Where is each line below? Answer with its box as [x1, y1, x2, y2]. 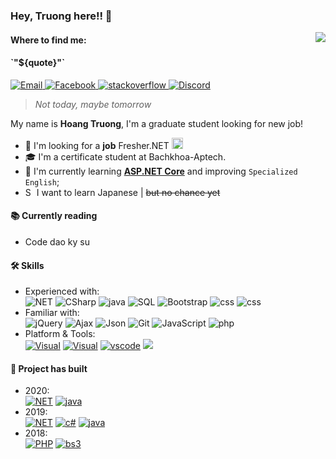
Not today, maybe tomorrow [34, 98, 152, 110]
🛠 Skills [10, 259, 45, 271]
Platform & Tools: [24, 328, 96, 340]
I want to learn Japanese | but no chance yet [36, 186, 221, 198]
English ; [24, 175, 60, 188]
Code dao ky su [24, 235, 91, 248]
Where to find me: [10, 34, 87, 46]
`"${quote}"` [10, 57, 66, 69]
